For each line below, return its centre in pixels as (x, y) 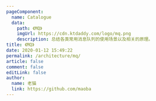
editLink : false (26, 72)
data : (18, 23)
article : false (25, 61)
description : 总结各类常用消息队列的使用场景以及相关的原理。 (85, 39)
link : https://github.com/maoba (52, 89)
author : (16, 78)
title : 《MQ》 (20, 45)
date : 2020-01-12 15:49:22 (39, 50)
